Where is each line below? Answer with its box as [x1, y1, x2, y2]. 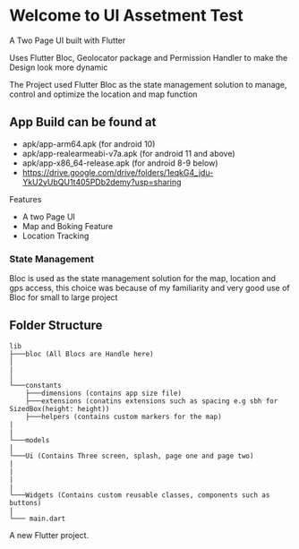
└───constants [9, 381, 63, 390]
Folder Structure [9, 318, 103, 333]
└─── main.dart [9, 514, 66, 523]
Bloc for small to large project [9, 292, 118, 303]
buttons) [9, 498, 42, 507]
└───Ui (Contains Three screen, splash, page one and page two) [9, 451, 254, 460]
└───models [9, 435, 50, 444]
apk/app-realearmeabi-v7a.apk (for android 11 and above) [21, 148, 235, 159]
